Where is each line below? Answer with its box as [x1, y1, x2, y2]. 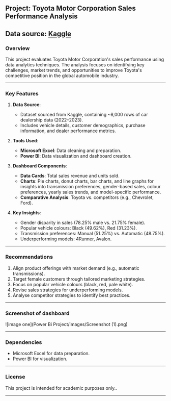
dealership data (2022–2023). [20, 117, 83, 123]
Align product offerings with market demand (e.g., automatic [12, 265, 140, 271]
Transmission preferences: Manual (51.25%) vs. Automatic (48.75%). [20, 231, 165, 237]
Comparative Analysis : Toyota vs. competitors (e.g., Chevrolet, [20, 194, 154, 200]
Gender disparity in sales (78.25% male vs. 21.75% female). [20, 219, 146, 226]
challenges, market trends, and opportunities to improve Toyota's [5, 67, 142, 73]
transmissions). [12, 270, 45, 277]
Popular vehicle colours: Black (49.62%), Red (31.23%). [20, 225, 137, 231]
